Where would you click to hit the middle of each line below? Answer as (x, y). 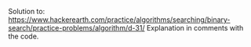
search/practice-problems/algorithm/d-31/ (76, 28)
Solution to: (27, 11)
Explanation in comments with (195, 28)
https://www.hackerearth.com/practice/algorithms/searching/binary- (119, 20)
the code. (24, 36)
